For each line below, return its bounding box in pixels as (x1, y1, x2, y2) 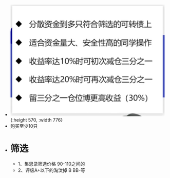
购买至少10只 (10, 123, 38, 129)
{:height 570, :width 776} (10, 116, 63, 123)
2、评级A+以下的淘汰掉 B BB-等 (17, 167, 86, 173)
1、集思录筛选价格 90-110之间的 (17, 161, 85, 167)
